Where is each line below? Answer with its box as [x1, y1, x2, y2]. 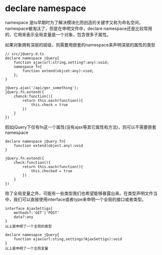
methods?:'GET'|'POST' [14, 210, 59, 215]
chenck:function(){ [14, 94, 53, 99]
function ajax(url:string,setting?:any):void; [14, 60, 109, 65]
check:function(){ [14, 160, 51, 165]
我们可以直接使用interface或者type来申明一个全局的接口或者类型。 [13, 196, 147, 202]
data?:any [14, 214, 34, 219]
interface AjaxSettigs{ [5, 206, 53, 211]
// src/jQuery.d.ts [5, 51, 44, 56]
